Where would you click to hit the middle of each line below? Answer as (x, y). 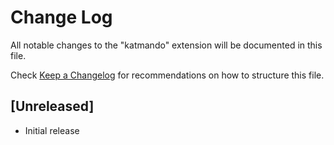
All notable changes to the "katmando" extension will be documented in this (166, 45)
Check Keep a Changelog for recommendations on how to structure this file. (167, 75)
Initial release (52, 130)
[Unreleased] (52, 106)
